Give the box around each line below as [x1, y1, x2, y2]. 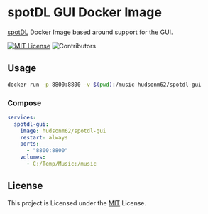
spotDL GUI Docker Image [7, 4, 162, 21]
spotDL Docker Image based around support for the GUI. [7, 28, 173, 36]
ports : [20, 140, 40, 148]
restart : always [20, 134, 69, 141]
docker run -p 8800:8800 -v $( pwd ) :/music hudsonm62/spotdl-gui [7, 81, 202, 88]
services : [7, 114, 37, 121]
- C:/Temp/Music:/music [26, 161, 97, 168]
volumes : [20, 154, 46, 161]
